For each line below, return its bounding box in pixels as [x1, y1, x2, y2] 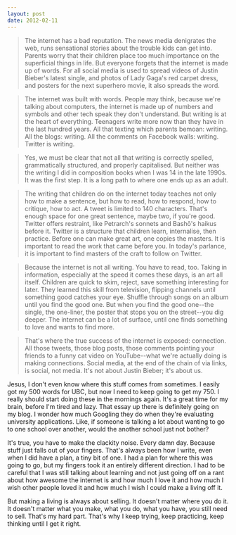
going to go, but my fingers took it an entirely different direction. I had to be [7, 460, 225, 469]
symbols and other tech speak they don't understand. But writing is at [24, 110, 227, 118]
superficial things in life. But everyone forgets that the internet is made [24, 58, 229, 67]
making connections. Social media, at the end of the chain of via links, [24, 358, 228, 367]
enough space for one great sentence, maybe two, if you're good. [24, 212, 216, 220]
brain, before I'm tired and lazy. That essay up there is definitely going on [7, 402, 219, 410]
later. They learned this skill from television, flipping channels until [24, 285, 216, 294]
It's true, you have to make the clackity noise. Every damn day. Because [7, 438, 216, 447]
